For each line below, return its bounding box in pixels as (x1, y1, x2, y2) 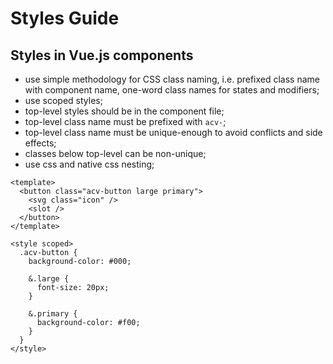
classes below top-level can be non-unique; (24, 148, 207, 159)
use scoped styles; (24, 95, 103, 106)
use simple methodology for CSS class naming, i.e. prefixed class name (24, 73, 321, 85)
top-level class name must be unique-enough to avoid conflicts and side (24, 127, 323, 138)
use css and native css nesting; (24, 158, 155, 170)
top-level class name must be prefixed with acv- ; (24, 116, 227, 127)
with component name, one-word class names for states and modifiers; (24, 84, 320, 96)
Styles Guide (10, 7, 120, 30)
